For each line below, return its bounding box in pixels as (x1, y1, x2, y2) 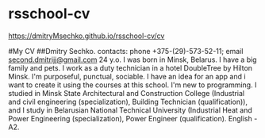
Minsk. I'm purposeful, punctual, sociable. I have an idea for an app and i (8, 71, 246, 81)
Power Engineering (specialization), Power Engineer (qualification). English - (8, 113, 258, 123)
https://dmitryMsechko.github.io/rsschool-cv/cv (8, 31, 165, 40)
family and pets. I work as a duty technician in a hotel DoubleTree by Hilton (8, 63, 252, 72)
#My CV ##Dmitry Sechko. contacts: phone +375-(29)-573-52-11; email (8, 46, 244, 56)
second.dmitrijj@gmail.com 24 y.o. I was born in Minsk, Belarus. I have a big (8, 55, 257, 64)
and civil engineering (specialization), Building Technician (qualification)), (8, 97, 248, 106)
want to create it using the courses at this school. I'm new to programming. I (8, 80, 257, 90)
